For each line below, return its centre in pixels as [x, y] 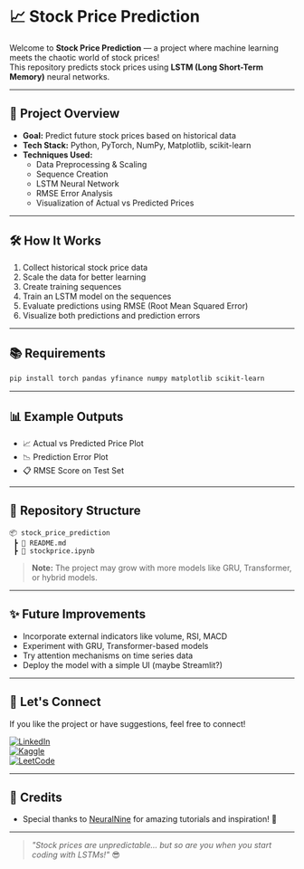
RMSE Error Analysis [74, 193]
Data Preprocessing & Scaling [91, 164]
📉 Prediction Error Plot [65, 457]
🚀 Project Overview [65, 114]
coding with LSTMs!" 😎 [76, 855]
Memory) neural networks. [60, 76]
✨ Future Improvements [78, 614]
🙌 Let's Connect [55, 702]
